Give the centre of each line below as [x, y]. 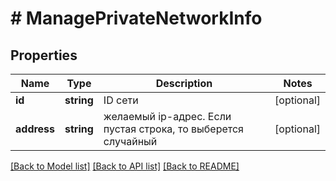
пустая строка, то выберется [173, 129]
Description [184, 83]
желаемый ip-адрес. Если [167, 116]
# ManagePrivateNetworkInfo [136, 18]
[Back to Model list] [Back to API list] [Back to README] [125, 166]
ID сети [121, 100]
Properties [44, 55]
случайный [130, 141]
